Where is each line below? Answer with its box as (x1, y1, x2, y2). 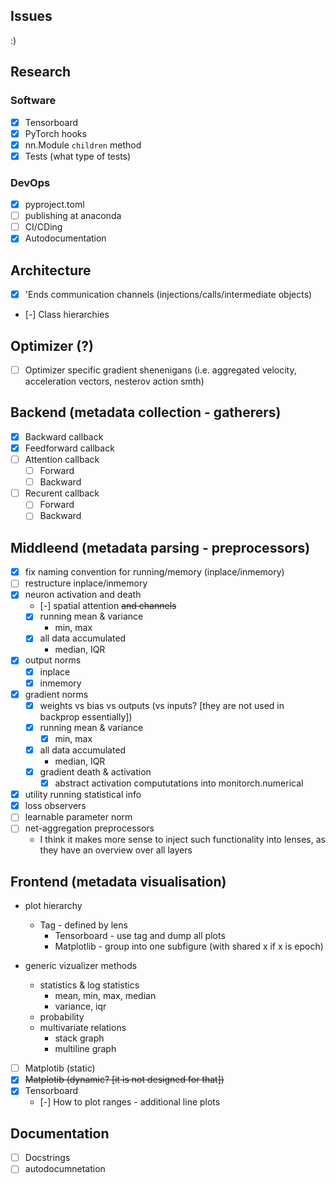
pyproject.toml (24, 199, 85, 211)
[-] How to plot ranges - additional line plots (39, 1096, 221, 1108)
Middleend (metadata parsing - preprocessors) (10, 539, 311, 556)
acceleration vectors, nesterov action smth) (24, 375, 205, 388)
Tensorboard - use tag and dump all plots (54, 930, 226, 942)
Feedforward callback (24, 442, 115, 454)
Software (10, 94, 57, 108)
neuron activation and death (24, 589, 142, 601)
